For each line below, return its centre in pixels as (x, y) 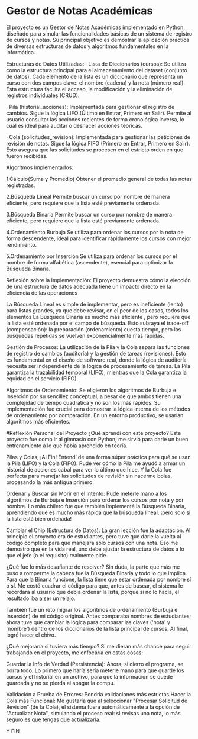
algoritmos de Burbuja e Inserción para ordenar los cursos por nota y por (95, 500)
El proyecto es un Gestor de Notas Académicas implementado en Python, (95, 27)
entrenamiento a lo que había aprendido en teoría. (67, 446)
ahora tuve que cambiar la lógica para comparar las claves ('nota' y (88, 622)
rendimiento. (22, 244)
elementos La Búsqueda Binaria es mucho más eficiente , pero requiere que (98, 317)
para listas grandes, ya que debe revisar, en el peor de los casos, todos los (97, 310)
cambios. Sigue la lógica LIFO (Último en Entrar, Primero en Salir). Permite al (99, 113)
